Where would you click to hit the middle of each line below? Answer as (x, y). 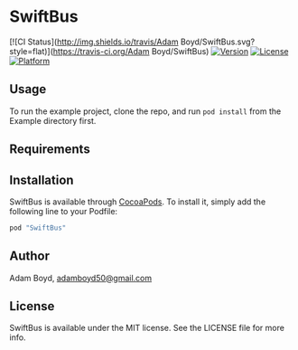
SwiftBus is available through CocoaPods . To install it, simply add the (138, 202)
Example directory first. (53, 120)
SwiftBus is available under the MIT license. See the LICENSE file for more (147, 328)
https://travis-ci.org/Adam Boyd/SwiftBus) (131, 51)
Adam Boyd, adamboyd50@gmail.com (80, 278)
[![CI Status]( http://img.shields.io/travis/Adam (94, 42)
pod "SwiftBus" (38, 228)
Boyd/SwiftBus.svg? (218, 42)
